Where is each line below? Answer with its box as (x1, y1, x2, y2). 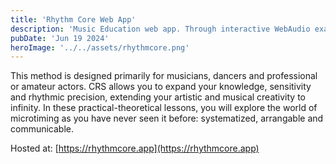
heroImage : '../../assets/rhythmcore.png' (10, 42, 190, 53)
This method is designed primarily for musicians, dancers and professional (10, 70, 318, 82)
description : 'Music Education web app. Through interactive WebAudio (10, 24, 311, 34)
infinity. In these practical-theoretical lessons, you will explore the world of (10, 102, 318, 114)
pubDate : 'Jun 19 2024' (10, 33, 110, 43)
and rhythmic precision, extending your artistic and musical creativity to (10, 91, 307, 103)
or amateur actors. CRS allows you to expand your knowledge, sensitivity (10, 81, 312, 93)
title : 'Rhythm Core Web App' (10, 14, 137, 25)
